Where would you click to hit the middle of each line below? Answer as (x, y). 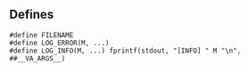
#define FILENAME (41, 35)
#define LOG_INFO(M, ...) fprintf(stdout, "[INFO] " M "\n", (125, 51)
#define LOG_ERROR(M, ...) (59, 43)
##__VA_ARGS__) (37, 58)
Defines (32, 15)
